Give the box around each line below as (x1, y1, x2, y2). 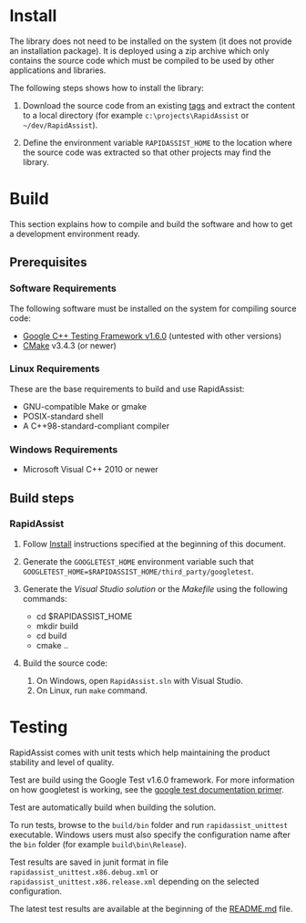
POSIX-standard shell (22, 410, 104, 421)
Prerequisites (9, 254, 87, 270)
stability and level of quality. (9, 756, 115, 767)
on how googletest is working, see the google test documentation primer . (9, 783, 284, 794)
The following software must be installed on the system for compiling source (9, 303, 297, 314)
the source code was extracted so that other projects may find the (22, 147, 271, 158)
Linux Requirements (9, 362, 100, 375)
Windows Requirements (9, 443, 118, 456)
